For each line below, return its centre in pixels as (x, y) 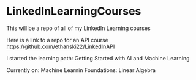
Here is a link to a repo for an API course (57, 40)
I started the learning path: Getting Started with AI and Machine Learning (98, 58)
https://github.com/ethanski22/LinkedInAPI (61, 46)
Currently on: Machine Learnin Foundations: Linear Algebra (81, 70)
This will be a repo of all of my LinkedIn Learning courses (79, 28)
